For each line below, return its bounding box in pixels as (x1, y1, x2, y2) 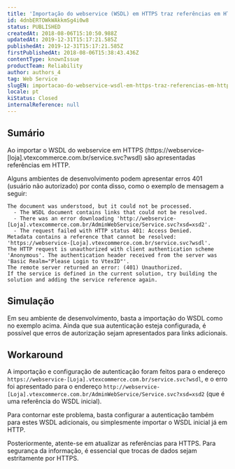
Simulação (7, 295, 55, 307)
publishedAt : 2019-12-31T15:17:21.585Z (7, 43, 124, 50)
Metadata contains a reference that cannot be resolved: (7, 233, 177, 240)
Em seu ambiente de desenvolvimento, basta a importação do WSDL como (7, 314, 223, 322)
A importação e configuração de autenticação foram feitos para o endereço (7, 367, 225, 376)
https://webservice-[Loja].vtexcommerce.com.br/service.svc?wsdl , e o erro (7, 375, 228, 384)
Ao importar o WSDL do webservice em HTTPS (7, 146, 143, 154)
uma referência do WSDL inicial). (7, 397, 102, 406)
